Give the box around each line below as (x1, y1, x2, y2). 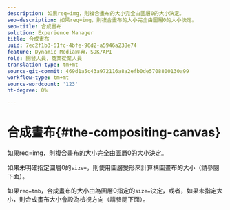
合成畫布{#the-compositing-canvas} (7, 125, 221, 140)
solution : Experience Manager (7, 29, 94, 36)
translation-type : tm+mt (7, 61, 79, 68)
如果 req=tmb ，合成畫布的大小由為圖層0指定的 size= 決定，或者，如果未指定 (7, 187, 217, 195)
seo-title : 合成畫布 (7, 23, 62, 30)
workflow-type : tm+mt (7, 74, 70, 81)
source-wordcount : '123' (7, 81, 79, 87)
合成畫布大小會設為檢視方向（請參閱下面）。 (25, 196, 149, 204)
